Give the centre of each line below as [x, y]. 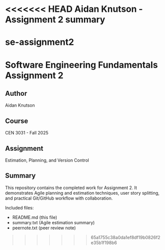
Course [17, 121]
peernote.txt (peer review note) [44, 228]
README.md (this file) [35, 217]
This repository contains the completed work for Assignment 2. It [71, 187]
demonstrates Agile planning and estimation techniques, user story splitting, [82, 193]
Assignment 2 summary [55, 20]
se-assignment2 [40, 42]
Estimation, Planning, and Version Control [47, 160]
